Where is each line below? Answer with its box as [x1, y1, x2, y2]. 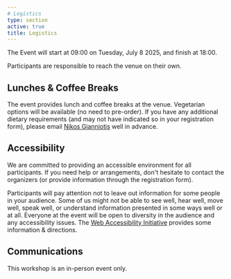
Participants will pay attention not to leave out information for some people [7, 188, 221, 197]
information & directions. [7, 226, 78, 234]
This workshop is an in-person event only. [7, 264, 128, 272]
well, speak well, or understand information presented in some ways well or [7, 204, 223, 212]
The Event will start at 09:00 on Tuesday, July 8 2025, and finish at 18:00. [7, 48, 217, 57]
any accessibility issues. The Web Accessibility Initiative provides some [7, 218, 212, 226]
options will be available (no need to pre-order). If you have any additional [7, 108, 219, 116]
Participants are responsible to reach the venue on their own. [7, 62, 182, 70]
